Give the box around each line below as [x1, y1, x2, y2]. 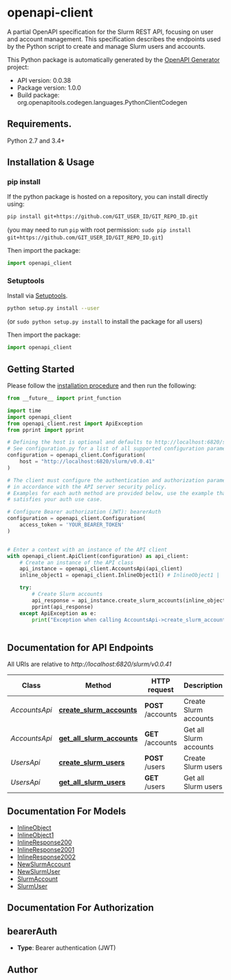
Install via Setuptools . [7, 291, 68, 300]
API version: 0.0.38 [16, 76, 71, 84]
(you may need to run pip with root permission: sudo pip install [7, 226, 191, 234]
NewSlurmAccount [16, 859, 71, 868]
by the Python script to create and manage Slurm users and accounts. [7, 42, 206, 50]
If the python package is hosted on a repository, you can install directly [7, 193, 208, 201]
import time [7, 407, 41, 414]
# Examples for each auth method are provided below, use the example [7, 490, 214, 497]
